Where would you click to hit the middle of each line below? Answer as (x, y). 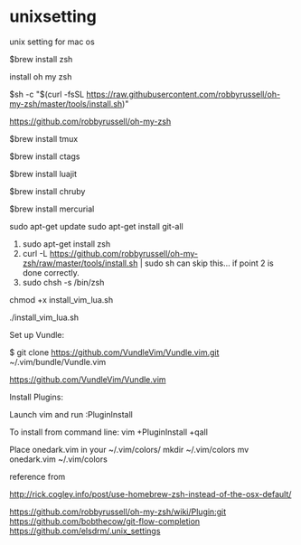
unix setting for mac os (52, 42)
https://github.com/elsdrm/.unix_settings (85, 531)
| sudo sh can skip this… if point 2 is (207, 263)
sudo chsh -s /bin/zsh (63, 282)
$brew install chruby (47, 191)
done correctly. (51, 272)
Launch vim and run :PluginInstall (71, 414)
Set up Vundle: (37, 334)
